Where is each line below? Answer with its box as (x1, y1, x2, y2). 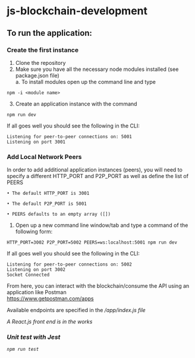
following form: (15, 228, 53, 235)
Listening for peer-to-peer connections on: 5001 (7, 133, 133, 139)
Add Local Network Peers (7, 152, 82, 161)
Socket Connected (7, 272, 50, 278)
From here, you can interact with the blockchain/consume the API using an (7, 282, 190, 289)
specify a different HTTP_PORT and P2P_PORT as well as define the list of (7, 173, 189, 180)
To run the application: (7, 28, 93, 38)
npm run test (7, 347, 39, 353)
